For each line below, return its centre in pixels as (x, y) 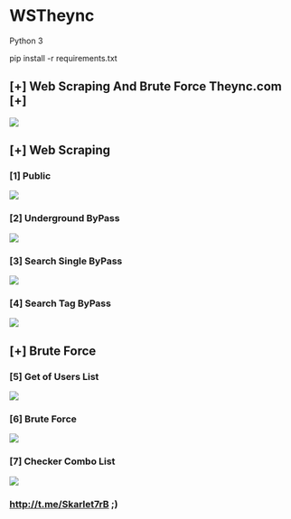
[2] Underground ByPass (65, 218)
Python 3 (26, 41)
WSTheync (52, 16)
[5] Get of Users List (54, 376)
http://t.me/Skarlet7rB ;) (64, 504)
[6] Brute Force (43, 419)
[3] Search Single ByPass (66, 261)
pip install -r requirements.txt (63, 58)
